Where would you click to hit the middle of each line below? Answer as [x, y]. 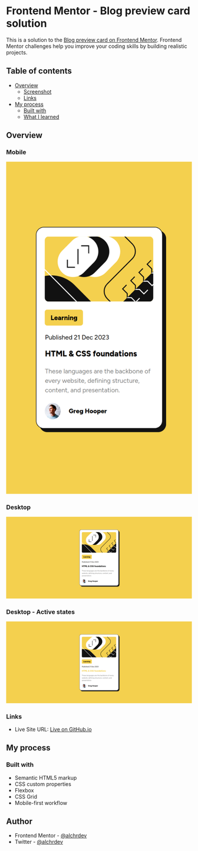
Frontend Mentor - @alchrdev [51, 836]
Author [19, 821]
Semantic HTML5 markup [46, 778]
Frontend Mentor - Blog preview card [98, 11]
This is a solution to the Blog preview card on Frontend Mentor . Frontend [94, 40]
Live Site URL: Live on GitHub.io [53, 729]
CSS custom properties [43, 784]
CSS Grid [26, 797]
